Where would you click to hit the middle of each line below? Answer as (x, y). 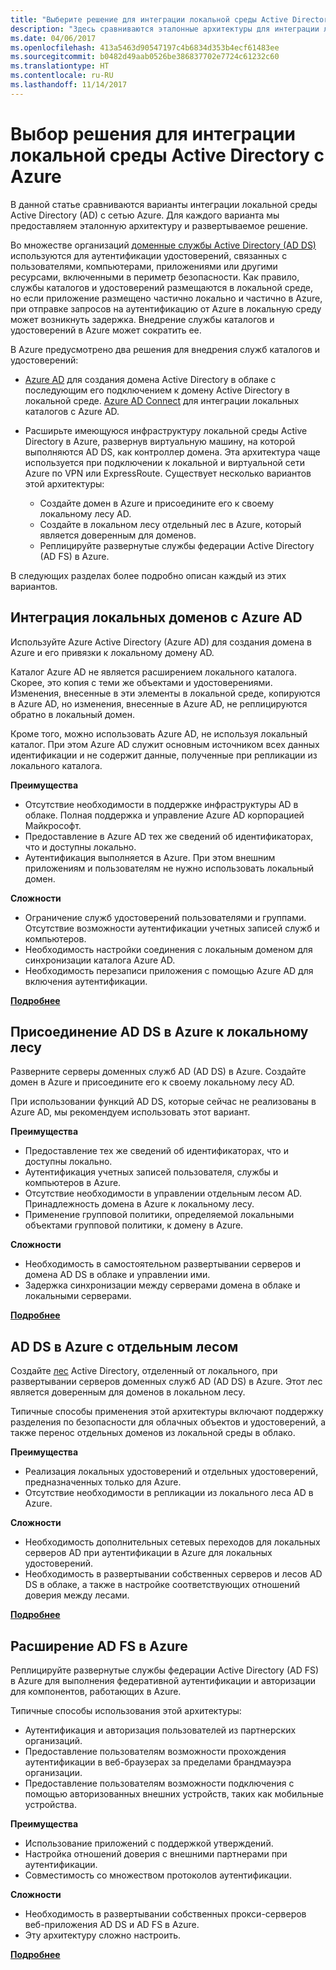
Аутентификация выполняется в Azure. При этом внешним (150, 857)
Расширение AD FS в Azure (99, 1646)
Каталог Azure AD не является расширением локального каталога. (153, 672)
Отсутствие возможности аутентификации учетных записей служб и (172, 928)
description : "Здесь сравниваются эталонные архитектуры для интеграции (165, 29)
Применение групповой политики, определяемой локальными (159, 1215)
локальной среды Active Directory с (167, 155)
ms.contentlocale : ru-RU (62, 76)
